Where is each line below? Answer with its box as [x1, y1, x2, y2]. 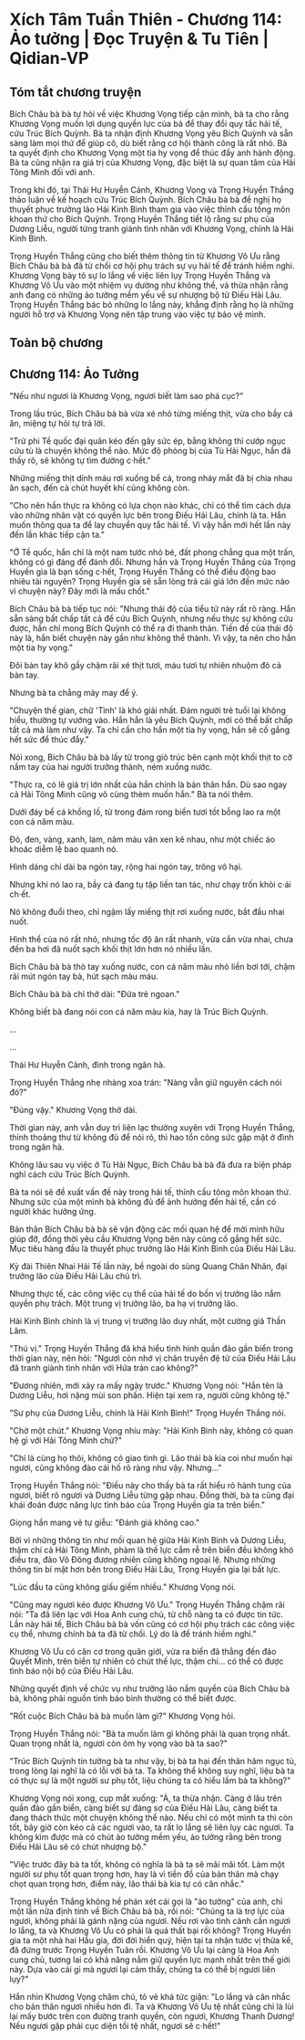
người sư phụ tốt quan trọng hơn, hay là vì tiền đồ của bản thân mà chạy [9, 1868, 280, 1880]
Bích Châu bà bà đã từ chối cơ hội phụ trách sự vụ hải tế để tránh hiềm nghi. [9, 260, 295, 271]
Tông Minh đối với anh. [9, 167, 96, 177]
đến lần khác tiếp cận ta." [9, 530, 105, 541]
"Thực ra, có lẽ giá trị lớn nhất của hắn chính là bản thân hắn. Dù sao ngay [9, 779, 288, 790]
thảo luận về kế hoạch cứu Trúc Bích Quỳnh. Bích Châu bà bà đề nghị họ [9, 195, 282, 205]
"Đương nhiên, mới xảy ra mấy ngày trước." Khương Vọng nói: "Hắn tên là [9, 1380, 284, 1392]
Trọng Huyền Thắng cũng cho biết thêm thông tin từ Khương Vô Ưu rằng [9, 251, 280, 261]
